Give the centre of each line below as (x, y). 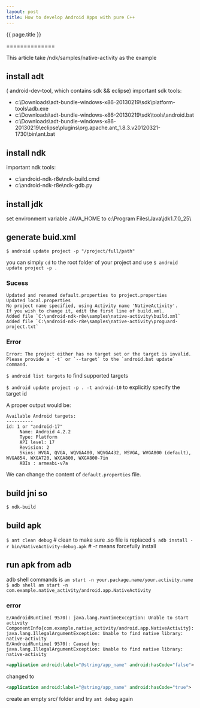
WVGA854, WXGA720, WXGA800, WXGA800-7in (57, 458)
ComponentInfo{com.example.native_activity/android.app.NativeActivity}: (100, 628)
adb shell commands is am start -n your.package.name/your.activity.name (100, 579)
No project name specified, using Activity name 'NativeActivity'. (92, 306)
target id (16, 394)
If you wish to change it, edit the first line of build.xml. (85, 311)
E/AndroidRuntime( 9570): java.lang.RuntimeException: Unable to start (97, 618)
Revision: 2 (34, 448)
